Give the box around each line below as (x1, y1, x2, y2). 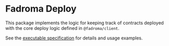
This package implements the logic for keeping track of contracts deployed (5, 20, 164, 26)
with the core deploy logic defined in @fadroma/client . (5, 25, 119, 31)
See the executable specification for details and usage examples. (5, 35, 143, 41)
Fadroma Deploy (5, 3, 77, 15)
